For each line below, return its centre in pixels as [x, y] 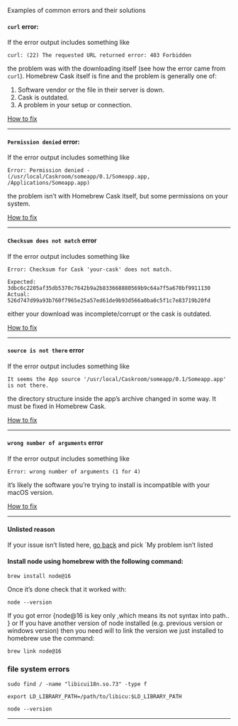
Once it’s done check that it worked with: [67, 589]
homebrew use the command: [51, 639]
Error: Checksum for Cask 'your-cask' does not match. [90, 269]
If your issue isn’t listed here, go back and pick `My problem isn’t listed [110, 545]
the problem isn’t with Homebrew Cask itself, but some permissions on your [118, 196]
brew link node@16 [34, 651]
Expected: [22, 282]
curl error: [23, 26]
